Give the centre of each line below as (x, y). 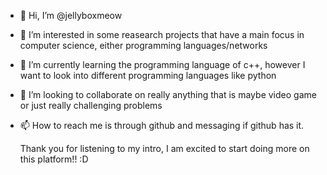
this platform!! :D (54, 159)
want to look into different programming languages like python (148, 75)
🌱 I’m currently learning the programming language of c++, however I (162, 64)
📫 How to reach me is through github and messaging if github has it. (162, 125)
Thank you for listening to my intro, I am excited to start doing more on (164, 148)
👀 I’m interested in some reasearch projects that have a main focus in (162, 34)
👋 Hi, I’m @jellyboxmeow (71, 15)
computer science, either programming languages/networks (143, 45)
